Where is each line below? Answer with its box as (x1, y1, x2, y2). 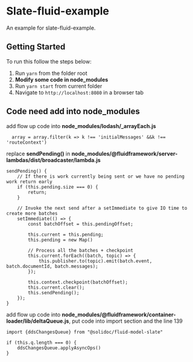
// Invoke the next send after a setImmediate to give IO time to (17, 205, 188, 211)
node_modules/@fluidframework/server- (71, 150, 178, 157)
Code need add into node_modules (6, 106, 140, 117)
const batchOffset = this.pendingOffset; (28, 221, 134, 227)
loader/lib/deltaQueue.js (6, 317, 69, 325)
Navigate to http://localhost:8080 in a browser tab (14, 89, 144, 96)
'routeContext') (6, 139, 47, 146)
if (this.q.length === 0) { (6, 340, 77, 346)
